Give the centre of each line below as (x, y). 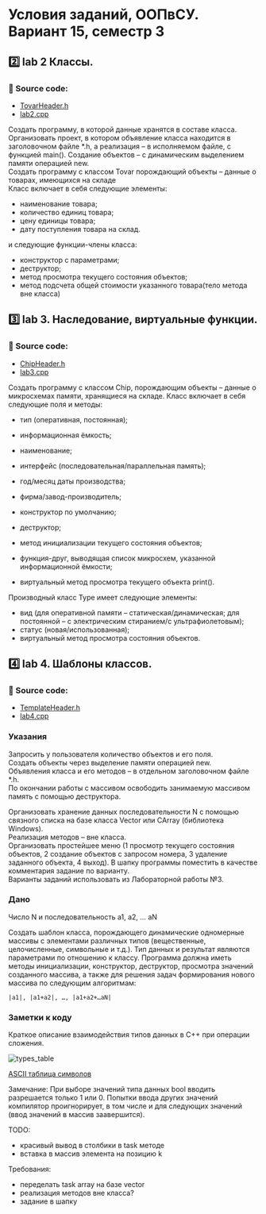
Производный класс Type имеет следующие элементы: (103, 597)
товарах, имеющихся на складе (62, 179)
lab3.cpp (34, 372)
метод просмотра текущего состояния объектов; (104, 276)
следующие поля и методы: (56, 404)
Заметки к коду (40, 1017)
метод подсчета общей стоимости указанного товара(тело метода (133, 285)
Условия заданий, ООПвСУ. (104, 15)
